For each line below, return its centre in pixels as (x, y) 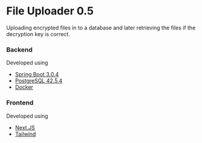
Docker (24, 87)
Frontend (20, 103)
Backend (20, 49)
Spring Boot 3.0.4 (37, 75)
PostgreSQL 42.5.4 (39, 81)
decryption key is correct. (38, 34)
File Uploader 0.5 (50, 11)
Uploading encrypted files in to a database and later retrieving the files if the (101, 28)
